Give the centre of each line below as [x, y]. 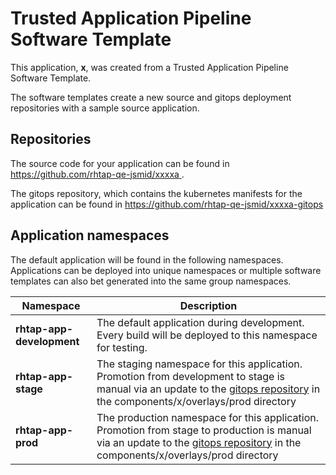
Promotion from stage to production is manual [204, 430]
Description [208, 305]
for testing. [122, 347]
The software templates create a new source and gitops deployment [151, 97]
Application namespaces [90, 235]
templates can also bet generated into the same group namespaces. [151, 281]
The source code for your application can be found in [120, 163]
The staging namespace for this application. [199, 364]
